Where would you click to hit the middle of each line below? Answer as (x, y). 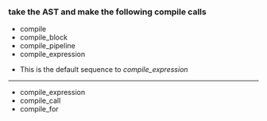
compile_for (39, 109)
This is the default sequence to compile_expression (104, 70)
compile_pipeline (47, 46)
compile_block (43, 37)
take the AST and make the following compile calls (107, 12)
